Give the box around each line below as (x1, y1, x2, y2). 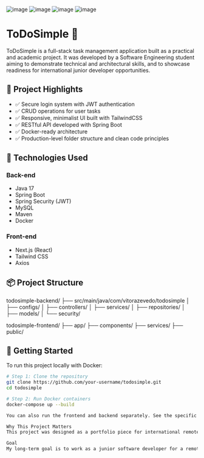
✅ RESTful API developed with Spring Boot (15, 121, 123, 128)
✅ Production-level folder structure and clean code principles (15, 135, 169, 142)
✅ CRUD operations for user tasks (15, 107, 101, 114)
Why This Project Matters (6, 423, 72, 429)
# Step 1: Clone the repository (6, 373, 88, 380)
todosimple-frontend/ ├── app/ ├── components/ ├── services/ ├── (6, 322, 183, 329)
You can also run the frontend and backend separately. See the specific (6, 412, 197, 418)
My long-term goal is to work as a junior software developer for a (6, 446, 183, 452)
